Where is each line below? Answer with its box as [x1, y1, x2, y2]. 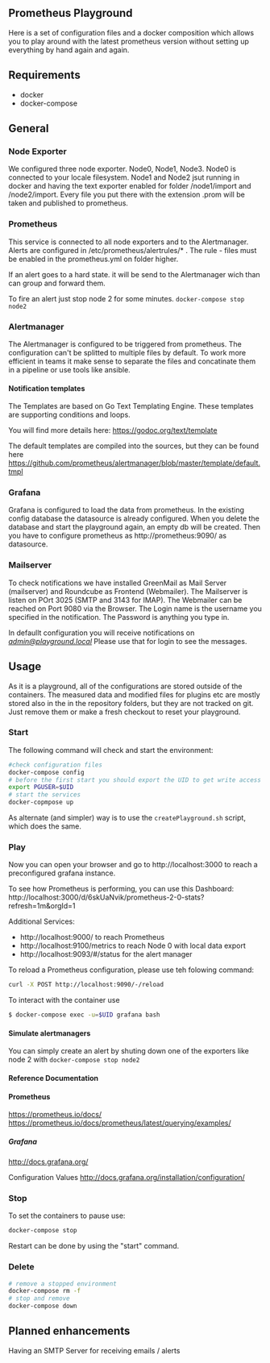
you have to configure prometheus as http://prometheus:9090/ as [8, 531, 227, 541]
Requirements [8, 69, 81, 82]
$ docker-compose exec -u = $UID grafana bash [8, 1011, 160, 1019]
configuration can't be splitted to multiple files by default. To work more [8, 347, 247, 357]
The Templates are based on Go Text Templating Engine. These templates [8, 401, 254, 411]
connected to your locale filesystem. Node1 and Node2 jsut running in [8, 172, 240, 182]
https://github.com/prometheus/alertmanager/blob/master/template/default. [8, 459, 260, 468]
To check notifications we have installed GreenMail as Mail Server [8, 578, 227, 588]
